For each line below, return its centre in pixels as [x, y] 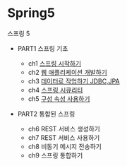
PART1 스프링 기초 [43, 48]
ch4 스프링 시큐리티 [55, 90]
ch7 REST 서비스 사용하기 [64, 137]
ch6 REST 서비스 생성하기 [64, 129]
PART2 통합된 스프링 [46, 114]
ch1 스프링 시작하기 [55, 63]
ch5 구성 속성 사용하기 [59, 99]
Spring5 [31, 13]
